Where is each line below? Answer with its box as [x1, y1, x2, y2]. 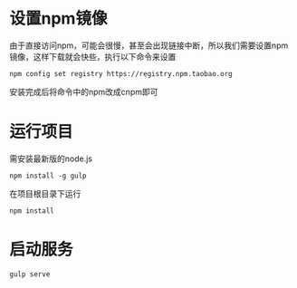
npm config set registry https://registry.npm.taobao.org [9, 69, 233, 78]
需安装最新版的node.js [9, 153, 93, 164]
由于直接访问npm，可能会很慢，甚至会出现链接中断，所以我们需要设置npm [9, 40, 289, 51]
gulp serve [9, 269, 51, 279]
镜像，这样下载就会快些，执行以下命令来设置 [9, 51, 177, 62]
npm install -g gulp [9, 171, 88, 180]
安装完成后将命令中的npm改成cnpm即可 [9, 86, 158, 97]
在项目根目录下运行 [9, 187, 81, 199]
